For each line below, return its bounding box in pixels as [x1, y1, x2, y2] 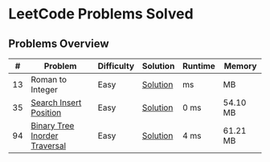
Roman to [31, 74, 67, 85]
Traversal [31, 140, 67, 151]
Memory [223, 61, 257, 71]
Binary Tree [31, 120, 75, 131]
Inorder [31, 130, 59, 141]
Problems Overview [8, 37, 110, 51]
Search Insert [31, 97, 82, 108]
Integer [31, 84, 59, 95]
